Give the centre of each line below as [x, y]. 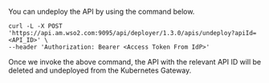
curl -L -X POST [35, 26]
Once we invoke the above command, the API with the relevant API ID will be [135, 62]
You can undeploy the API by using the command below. [102, 12]
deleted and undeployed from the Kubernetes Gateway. [100, 70]
